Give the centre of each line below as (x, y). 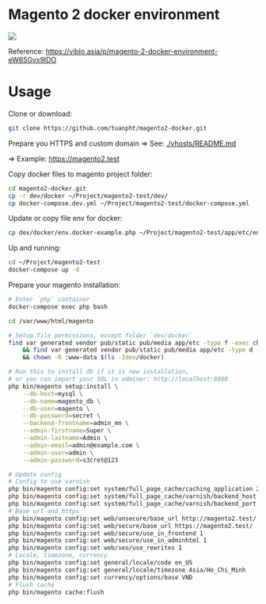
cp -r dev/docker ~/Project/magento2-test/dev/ (88, 196)
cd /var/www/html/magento (51, 321)
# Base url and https (44, 511)
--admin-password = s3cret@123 (70, 460)
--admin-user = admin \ (58, 453)
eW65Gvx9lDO (32, 59)
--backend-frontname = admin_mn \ (76, 424)
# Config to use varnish (49, 482)
